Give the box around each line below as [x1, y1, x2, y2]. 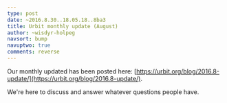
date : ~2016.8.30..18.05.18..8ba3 [7, 16, 107, 23]
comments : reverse [7, 49, 60, 56]
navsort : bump [7, 36, 48, 43]
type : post [7, 10, 39, 17]
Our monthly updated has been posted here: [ [7, 67, 137, 76]
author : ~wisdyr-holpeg [7, 29, 76, 36]
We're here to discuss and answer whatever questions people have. [7, 87, 199, 96]
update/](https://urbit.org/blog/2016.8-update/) [7, 74, 141, 82]
